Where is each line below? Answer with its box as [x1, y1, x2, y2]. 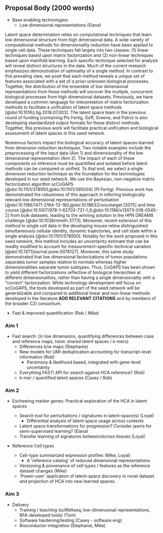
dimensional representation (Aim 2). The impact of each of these [5, 155, 135, 161]
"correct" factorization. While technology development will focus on [5, 279, 141, 285]
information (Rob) [19, 354, 55, 360]
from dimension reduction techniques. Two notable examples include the [5, 145, 151, 150]
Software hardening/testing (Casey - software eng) [19, 517, 122, 523]
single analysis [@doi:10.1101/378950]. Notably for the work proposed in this [5, 233, 158, 239]
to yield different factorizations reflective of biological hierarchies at [5, 269, 141, 275]
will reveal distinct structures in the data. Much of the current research [5, 63, 146, 68]
